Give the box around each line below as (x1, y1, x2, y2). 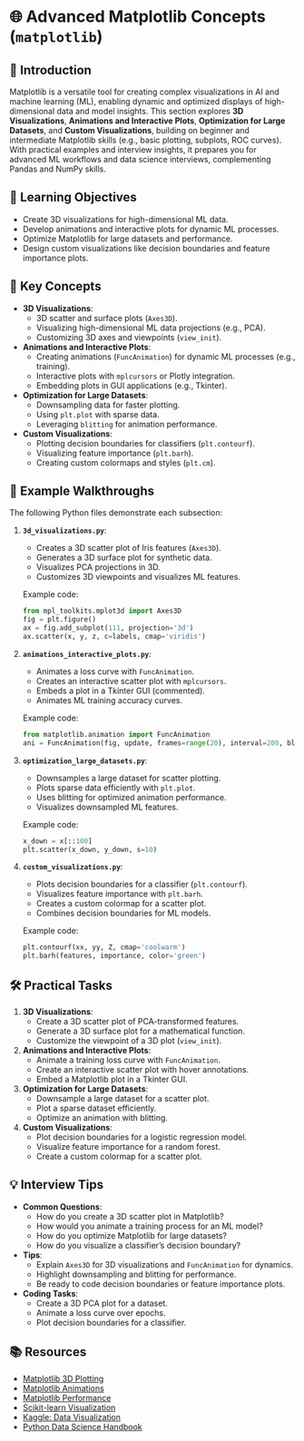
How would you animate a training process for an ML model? (35, 1220, 263, 1231)
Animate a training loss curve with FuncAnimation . (35, 1054, 221, 1065)
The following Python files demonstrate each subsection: (9, 507, 223, 518)
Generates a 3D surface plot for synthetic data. (35, 552, 212, 564)
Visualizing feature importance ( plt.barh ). (35, 447, 194, 458)
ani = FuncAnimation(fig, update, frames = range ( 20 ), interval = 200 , (22, 738, 284, 748)
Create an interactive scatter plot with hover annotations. (35, 1064, 250, 1074)
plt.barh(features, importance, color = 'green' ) (22, 951, 206, 961)
